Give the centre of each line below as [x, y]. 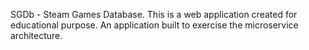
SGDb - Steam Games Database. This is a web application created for [154, 14]
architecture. [36, 35]
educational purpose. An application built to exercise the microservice [154, 25]
